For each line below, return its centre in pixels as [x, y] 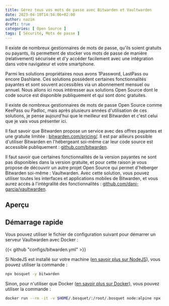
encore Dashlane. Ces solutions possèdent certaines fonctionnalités [76, 79]
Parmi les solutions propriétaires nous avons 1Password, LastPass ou [77, 74]
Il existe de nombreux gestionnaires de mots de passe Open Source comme [84, 105]
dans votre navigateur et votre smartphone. [50, 64]
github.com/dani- [120, 184]
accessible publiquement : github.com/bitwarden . [57, 147]
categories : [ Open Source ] [36, 29]
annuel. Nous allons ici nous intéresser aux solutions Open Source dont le [81, 90]
